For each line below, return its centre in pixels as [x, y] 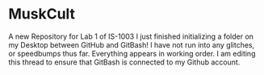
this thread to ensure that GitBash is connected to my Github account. [124, 62]
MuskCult [42, 14]
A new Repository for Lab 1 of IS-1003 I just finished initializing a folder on [131, 36]
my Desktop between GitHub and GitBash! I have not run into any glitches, [132, 44]
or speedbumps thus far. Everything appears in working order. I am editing [132, 53]
